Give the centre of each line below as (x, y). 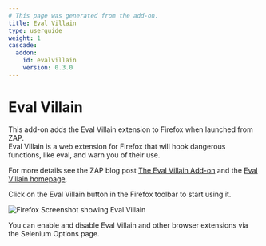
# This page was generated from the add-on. (83, 16)
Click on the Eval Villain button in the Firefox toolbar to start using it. (120, 194)
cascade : (23, 46)
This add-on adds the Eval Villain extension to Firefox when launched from (131, 129)
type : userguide (35, 30)
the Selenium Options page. (54, 233)
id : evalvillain (50, 61)
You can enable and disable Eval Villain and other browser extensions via (128, 225)
